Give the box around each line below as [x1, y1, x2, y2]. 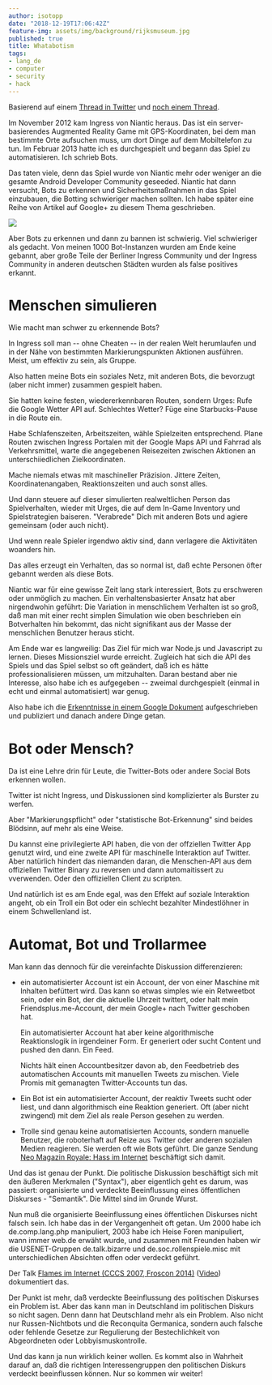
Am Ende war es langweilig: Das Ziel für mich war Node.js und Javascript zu [8, 644, 263, 654]
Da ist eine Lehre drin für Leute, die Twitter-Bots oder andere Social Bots [8, 766, 251, 776]
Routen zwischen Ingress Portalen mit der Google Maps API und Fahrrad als [8, 437, 261, 447]
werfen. [8, 800, 35, 809]
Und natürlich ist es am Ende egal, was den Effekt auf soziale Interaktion [8, 890, 250, 899]
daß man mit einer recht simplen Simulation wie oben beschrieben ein [8, 611, 241, 620]
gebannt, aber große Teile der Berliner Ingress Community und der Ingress [8, 251, 257, 260]
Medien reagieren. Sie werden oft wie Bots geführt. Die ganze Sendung [19, 1144, 259, 1154]
